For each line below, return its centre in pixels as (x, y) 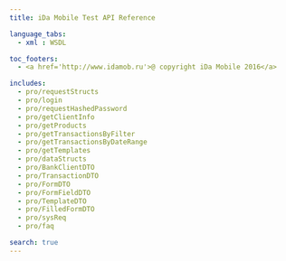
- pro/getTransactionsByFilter (76, 134)
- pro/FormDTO (44, 184)
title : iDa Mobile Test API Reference (82, 18)
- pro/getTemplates (54, 151)
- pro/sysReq (42, 218)
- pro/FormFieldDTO (54, 192)
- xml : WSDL (42, 42)
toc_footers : (34, 59)
